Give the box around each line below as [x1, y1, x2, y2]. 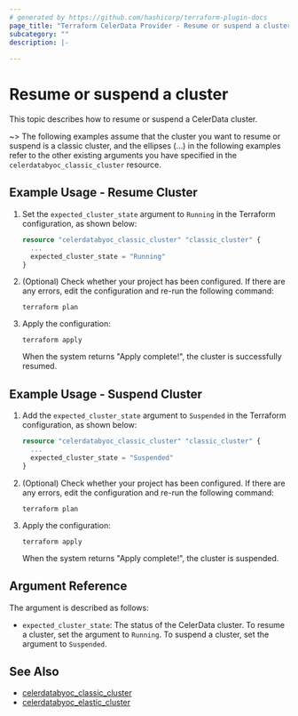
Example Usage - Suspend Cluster [9, 386, 202, 401]
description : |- [9, 37, 69, 47]
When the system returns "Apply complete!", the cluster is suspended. [21, 552, 279, 563]
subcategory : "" [9, 29, 69, 38]
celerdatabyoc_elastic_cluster [21, 697, 131, 708]
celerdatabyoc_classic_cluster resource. [9, 159, 162, 170]
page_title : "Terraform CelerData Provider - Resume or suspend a [9, 21, 260, 30]
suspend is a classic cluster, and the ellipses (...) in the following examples [9, 141, 281, 151]
